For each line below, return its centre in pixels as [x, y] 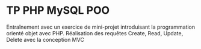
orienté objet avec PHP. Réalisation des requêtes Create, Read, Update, [95, 33]
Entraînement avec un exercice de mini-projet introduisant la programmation [101, 27]
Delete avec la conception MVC [45, 39]
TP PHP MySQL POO [58, 10]
